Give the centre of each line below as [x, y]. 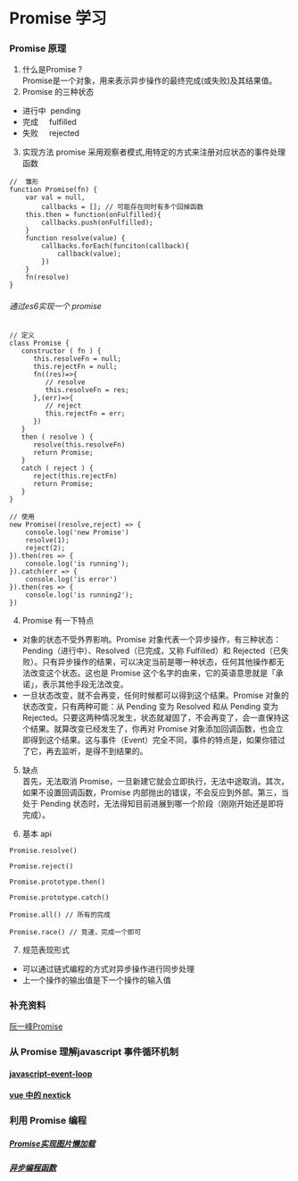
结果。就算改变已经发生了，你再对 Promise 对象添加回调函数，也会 [153, 728]
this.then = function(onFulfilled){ [94, 215]
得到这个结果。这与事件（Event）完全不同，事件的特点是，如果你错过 [157, 740]
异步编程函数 [33, 1168]
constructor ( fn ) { [61, 351]
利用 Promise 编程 [48, 1120]
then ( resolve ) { [57, 437]
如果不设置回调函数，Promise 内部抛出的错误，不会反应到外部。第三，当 [156, 792]
